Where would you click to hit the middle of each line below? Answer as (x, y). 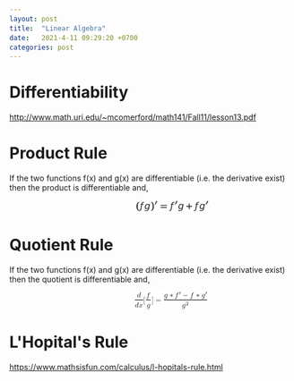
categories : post (42, 47)
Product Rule (58, 153)
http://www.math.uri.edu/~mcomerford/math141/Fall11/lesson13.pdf (133, 117)
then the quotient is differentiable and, (80, 279)
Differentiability (69, 93)
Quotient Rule (61, 245)
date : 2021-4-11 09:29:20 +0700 (74, 38)
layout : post (34, 19)
